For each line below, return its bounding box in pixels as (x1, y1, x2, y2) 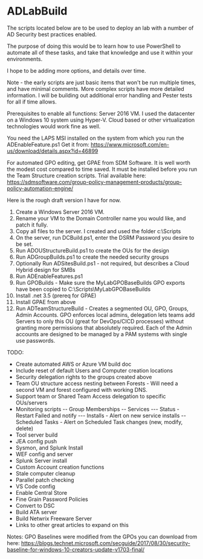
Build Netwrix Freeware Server (15, 515, 92, 522)
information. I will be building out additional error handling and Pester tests (7, 91, 193, 99)
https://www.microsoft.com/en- (90, 141, 170, 148)
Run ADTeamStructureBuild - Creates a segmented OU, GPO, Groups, (15, 305, 189, 312)
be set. (15, 240, 33, 248)
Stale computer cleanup (15, 469, 76, 477)
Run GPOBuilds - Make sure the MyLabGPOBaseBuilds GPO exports (15, 279, 185, 286)
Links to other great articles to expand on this (15, 521, 129, 528)
